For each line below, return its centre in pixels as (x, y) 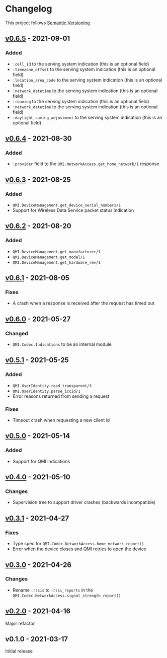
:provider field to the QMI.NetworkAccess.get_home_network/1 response (86, 164)
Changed (17, 333)
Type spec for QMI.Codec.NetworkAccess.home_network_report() (78, 544)
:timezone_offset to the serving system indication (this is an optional (84, 69)
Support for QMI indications (41, 461)
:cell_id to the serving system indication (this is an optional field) (81, 64)
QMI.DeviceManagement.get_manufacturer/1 (56, 252)
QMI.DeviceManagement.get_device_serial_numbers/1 (67, 205)
